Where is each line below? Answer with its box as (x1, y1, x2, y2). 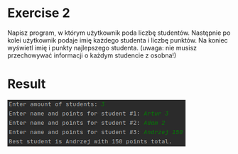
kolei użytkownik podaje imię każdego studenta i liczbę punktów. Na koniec (7, 35, 229, 44)
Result (7, 76, 46, 92)
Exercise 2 (7, 5, 70, 21)
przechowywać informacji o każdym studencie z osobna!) (7, 51, 177, 60)
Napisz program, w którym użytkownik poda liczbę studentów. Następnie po (7, 28, 231, 37)
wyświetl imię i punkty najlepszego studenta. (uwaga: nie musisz (7, 43, 198, 52)
